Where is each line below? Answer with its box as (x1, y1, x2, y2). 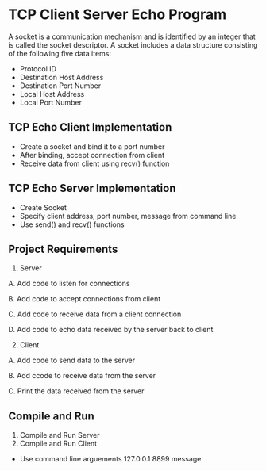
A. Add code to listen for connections (8, 279, 130, 289)
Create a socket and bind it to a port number (19, 141, 165, 151)
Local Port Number (19, 98, 82, 107)
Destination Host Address (19, 72, 104, 82)
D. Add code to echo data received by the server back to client (8, 325, 214, 335)
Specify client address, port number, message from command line (19, 211, 237, 220)
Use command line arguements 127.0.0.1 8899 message (19, 454, 202, 464)
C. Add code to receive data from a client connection (8, 309, 182, 319)
